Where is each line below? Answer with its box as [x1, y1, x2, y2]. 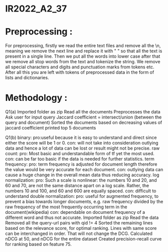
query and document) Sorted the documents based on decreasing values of [5, 119, 162, 125]
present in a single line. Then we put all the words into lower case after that [5, 53, 160, 59]
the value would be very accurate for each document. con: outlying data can [5, 167, 163, 173]
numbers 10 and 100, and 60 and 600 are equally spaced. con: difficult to [5, 188, 156, 194]
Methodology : [5, 92, 68, 103]
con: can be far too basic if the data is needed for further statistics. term [5, 156, 154, 162]
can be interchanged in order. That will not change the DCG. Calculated [5, 230, 153, 236]
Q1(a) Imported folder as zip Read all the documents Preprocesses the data [5, 109, 160, 115]
